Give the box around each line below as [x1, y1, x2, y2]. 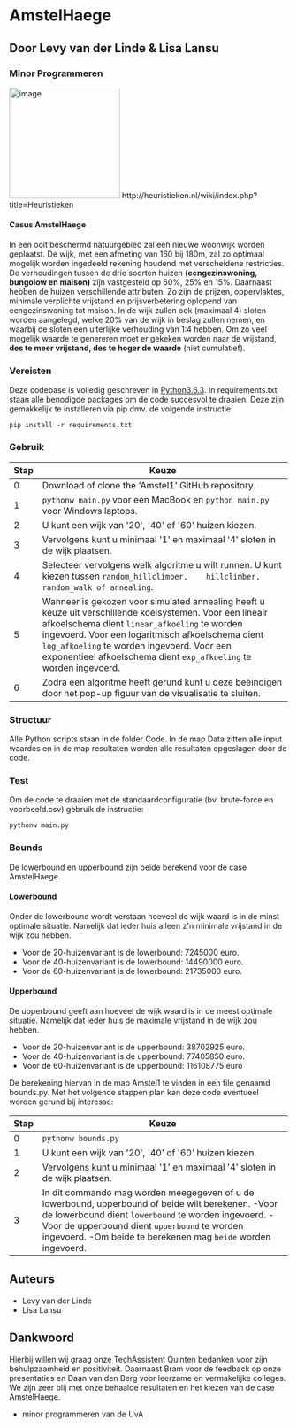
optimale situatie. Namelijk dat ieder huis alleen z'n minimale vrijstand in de [9, 920, 283, 931]
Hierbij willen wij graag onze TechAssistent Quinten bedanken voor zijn [9, 1354, 268, 1364]
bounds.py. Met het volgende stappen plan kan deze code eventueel [9, 1086, 259, 1097]
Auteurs [9, 1271, 56, 1287]
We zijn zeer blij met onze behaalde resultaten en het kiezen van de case [9, 1382, 275, 1393]
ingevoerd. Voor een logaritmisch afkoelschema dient [42, 628, 264, 641]
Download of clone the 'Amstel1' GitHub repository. [42, 479, 256, 491]
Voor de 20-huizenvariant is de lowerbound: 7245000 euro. [21, 947, 240, 957]
